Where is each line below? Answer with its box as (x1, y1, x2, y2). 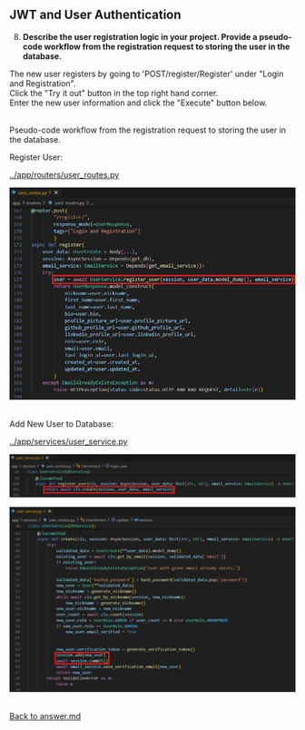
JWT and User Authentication (9, 7, 182, 23)
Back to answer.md (9, 711, 82, 722)
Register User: (9, 152, 64, 163)
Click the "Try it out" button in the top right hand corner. (9, 87, 219, 98)
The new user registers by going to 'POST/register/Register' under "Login (9, 68, 284, 79)
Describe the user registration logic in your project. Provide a (22, 31, 258, 42)
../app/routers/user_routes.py (9, 169, 120, 180)
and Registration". (9, 77, 76, 89)
